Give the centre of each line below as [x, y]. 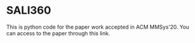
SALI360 [29, 10]
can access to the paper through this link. [58, 33]
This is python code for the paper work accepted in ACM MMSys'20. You [98, 27]
